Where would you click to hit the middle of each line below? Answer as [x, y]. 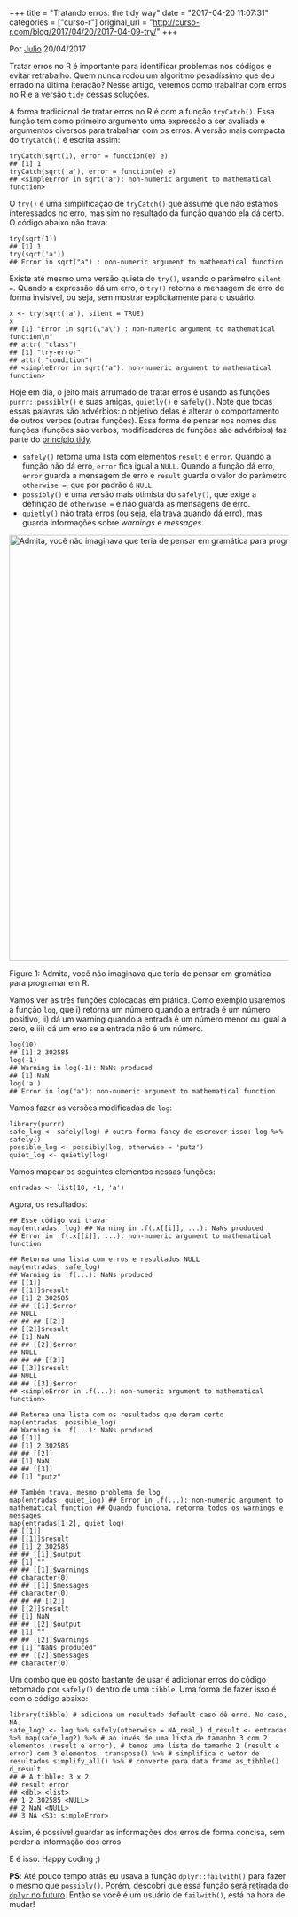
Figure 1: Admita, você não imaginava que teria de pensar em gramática [140, 974]
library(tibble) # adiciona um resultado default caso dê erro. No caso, [149, 1715]
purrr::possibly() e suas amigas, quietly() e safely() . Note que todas [141, 402]
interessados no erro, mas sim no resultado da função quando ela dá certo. [147, 213]
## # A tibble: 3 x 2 [49, 1777]
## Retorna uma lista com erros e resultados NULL [105, 1259]
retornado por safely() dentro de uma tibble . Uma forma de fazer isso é [143, 1689]
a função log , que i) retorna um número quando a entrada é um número [140, 1010]
